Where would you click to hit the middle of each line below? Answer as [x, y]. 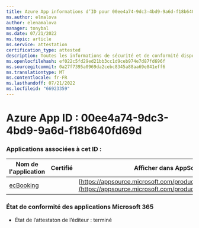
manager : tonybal [28, 28]
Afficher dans [154, 168]
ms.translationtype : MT [36, 72]
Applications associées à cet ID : [54, 149]
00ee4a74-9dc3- [125, 118]
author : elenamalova [32, 23]
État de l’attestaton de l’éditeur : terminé [63, 220]
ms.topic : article [29, 39]
